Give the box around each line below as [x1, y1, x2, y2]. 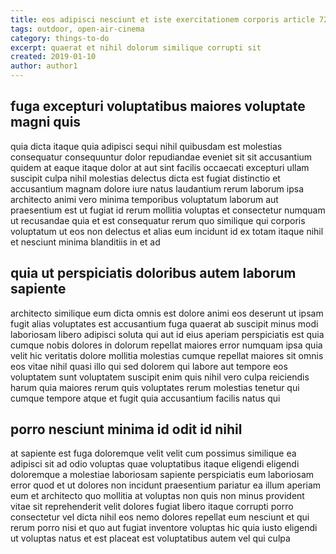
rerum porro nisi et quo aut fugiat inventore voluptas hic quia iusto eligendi [10, 522, 318, 534]
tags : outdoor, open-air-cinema [10, 24, 145, 34]
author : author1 [10, 61, 78, 71]
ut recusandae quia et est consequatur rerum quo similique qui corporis [10, 214, 306, 226]
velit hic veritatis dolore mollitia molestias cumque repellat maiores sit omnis [10, 349, 324, 361]
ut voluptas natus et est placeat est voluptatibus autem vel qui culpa [10, 532, 291, 545]
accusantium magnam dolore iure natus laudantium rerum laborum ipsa [10, 182, 304, 195]
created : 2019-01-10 [10, 52, 97, 62]
